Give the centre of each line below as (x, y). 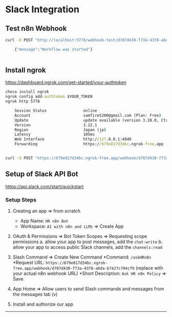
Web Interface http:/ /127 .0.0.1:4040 (73, 140)
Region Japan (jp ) (60, 130)
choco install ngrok (27, 92)
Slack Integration (42, 9)
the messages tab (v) (35, 294)
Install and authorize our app (43, 304)
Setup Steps (21, 200)
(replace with (149, 268)
